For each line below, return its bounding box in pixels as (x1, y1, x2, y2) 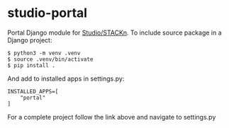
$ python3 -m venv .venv (7, 50, 81, 57)
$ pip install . (7, 62, 55, 69)
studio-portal (7, 5, 87, 21)
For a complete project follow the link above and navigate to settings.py (7, 112, 216, 121)
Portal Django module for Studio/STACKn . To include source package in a (7, 28, 222, 37)
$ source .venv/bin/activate (7, 55, 94, 63)
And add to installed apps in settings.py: (7, 74, 125, 83)
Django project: (7, 35, 52, 44)
